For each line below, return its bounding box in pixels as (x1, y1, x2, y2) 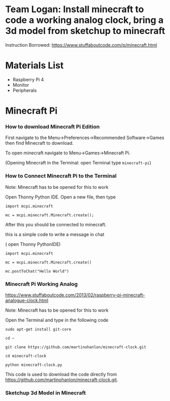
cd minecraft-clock (5, 353, 47, 358)
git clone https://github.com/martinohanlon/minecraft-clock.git (5, 344, 146, 350)
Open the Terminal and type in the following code (5, 317, 109, 323)
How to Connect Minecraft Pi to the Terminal (5, 173, 117, 180)
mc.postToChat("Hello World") (5, 269, 70, 274)
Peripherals (12, 87, 37, 93)
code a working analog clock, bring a (5, 14, 164, 26)
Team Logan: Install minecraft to (5, 4, 144, 15)
